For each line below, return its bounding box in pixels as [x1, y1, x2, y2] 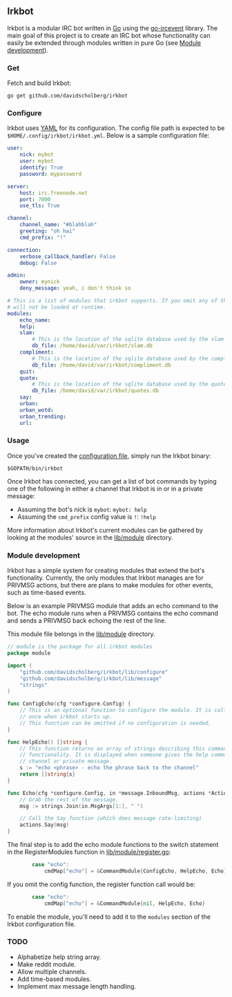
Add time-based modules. [17, 975, 92, 983]
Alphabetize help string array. [17, 953, 101, 961]
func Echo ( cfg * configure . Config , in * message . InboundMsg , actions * [7, 789, 212, 796]
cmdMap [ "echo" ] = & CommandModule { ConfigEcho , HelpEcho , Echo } [43, 868, 227, 875]
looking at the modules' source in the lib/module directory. [7, 533, 173, 542]
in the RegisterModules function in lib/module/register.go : [7, 848, 171, 856]
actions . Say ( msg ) [19, 821, 70, 829]
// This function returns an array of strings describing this [19, 745, 206, 752]
